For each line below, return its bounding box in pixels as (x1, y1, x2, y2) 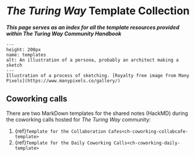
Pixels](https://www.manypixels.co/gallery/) (6, 78, 120, 84)
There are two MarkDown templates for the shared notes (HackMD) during (6, 110, 188, 117)
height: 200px (6, 46, 41, 53)
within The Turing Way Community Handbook (6, 30, 122, 37)
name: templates (6, 52, 46, 57)
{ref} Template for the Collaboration (14, 127, 106, 134)
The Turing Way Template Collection (6, 4, 190, 18)
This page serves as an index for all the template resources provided (6, 24, 180, 31)
